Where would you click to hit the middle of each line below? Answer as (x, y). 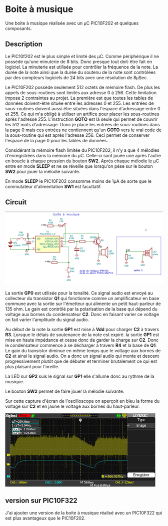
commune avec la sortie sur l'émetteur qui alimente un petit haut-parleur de (83, 304)
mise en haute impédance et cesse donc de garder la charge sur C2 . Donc (82, 340)
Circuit (16, 202)
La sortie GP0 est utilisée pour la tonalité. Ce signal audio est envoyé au (79, 293)
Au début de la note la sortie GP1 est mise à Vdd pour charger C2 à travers (82, 329)
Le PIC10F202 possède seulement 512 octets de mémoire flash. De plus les (83, 87)
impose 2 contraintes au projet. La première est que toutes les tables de (79, 98)
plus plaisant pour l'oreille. (32, 366)
